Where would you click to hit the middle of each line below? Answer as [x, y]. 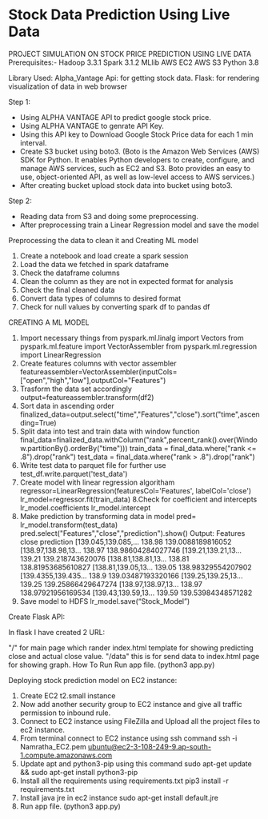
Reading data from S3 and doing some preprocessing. [109, 216]
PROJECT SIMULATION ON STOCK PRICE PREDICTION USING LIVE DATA [130, 54]
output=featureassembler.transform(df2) [87, 397]
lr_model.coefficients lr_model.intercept [85, 507]
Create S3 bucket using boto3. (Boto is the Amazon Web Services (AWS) [140, 151]
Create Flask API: [37, 617]
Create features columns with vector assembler [98, 363]
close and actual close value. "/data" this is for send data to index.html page [134, 656]
